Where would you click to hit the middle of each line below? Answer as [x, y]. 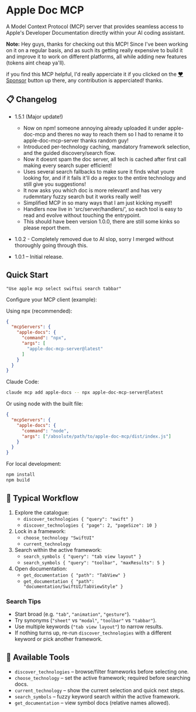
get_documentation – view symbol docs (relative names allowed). [92, 703]
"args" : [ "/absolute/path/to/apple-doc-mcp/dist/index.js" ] [96, 436]
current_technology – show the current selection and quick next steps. [100, 690]
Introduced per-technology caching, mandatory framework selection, [107, 147]
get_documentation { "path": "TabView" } [74, 575]
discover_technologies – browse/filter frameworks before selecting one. [102, 672]
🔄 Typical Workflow [42, 498]
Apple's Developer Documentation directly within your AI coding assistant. [96, 32]
